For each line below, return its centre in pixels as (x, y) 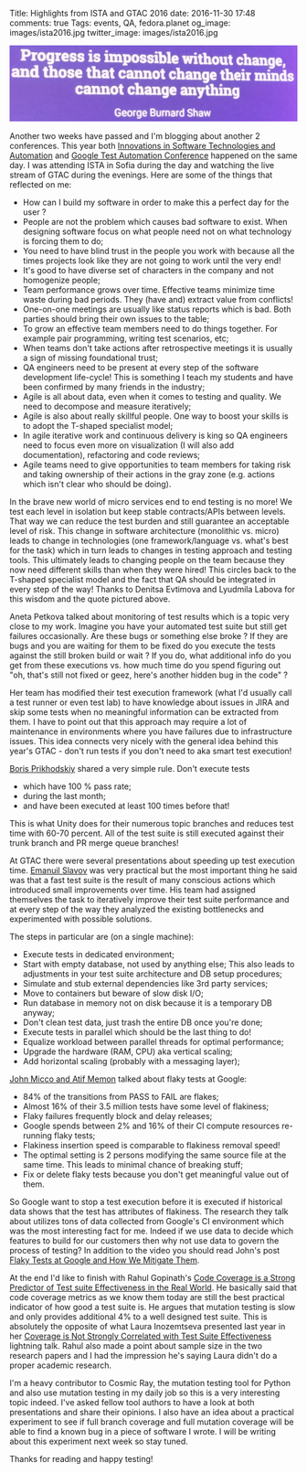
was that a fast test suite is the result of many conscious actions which (143, 880)
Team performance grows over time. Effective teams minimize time (149, 289)
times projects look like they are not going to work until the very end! (152, 261)
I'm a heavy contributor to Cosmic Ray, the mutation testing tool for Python (150, 1382)
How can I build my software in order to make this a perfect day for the (156, 202)
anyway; (38, 1012)
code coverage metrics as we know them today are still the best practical (147, 1297)
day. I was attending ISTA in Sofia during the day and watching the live (142, 165)
